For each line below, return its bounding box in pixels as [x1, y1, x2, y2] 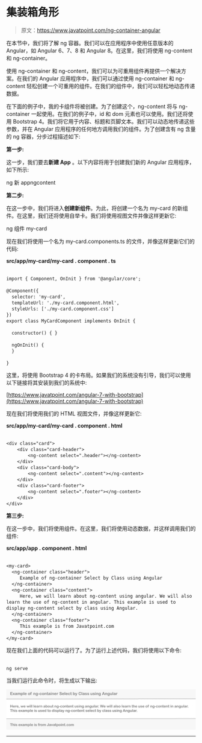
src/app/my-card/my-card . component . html [6, 422, 123, 429]
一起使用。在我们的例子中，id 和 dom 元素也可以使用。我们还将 [31, 110, 188, 118]
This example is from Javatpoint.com [19, 623, 114, 629]
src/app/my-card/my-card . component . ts [6, 257, 116, 264]
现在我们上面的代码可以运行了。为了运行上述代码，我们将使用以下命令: [6, 647, 182, 654]
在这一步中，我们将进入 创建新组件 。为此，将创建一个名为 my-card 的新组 [6, 204, 188, 212]
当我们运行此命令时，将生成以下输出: [6, 677, 98, 684]
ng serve [6, 665, 28, 671]
